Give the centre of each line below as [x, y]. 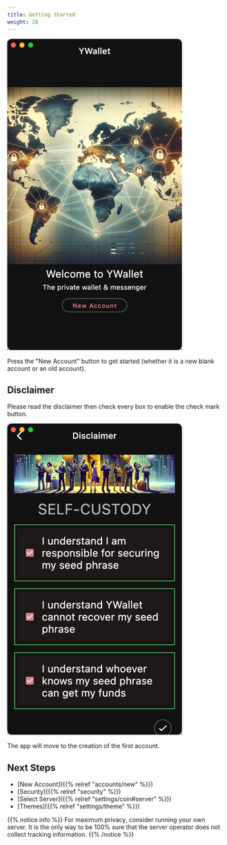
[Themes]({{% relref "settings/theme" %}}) [78, 806]
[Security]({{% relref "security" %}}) [69, 792]
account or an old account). [47, 368]
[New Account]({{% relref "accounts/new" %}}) [85, 784]
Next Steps [31, 768]
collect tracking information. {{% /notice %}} [71, 835]
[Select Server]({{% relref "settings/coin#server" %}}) [94, 799]
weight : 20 [23, 22]
